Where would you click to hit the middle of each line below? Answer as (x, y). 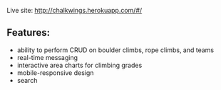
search (27, 80)
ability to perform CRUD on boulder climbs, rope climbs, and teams (115, 50)
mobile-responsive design (55, 72)
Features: (29, 32)
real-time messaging (47, 57)
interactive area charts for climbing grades (79, 65)
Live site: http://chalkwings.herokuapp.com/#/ (74, 10)
